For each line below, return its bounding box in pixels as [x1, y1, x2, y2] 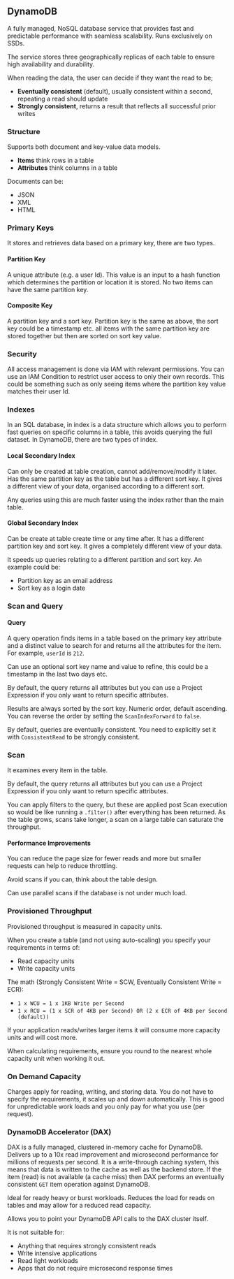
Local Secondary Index [7, 451, 75, 460]
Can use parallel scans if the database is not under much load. [7, 889, 187, 897]
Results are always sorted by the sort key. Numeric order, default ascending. [7, 704, 228, 712]
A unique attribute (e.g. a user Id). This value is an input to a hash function [7, 270, 221, 279]
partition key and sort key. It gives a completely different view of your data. [7, 542, 223, 550]
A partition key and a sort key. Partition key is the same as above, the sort [7, 317, 219, 325]
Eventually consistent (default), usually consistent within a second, [17, 87, 213, 95]
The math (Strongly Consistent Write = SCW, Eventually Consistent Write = [7, 978, 222, 986]
